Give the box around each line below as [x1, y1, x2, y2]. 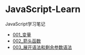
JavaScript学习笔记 [5, 21, 46, 27]
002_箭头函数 [12, 38, 41, 44]
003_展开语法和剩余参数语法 [12, 44, 72, 50]
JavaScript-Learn [5, 4, 81, 15]
